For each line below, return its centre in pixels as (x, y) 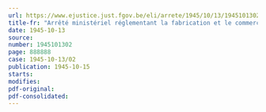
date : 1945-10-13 (37, 30)
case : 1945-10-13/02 (42, 60)
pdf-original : (32, 89)
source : (21, 37)
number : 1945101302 (40, 45)
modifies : (25, 81)
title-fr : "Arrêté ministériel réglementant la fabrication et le (120, 23)
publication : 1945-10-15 (49, 67)
